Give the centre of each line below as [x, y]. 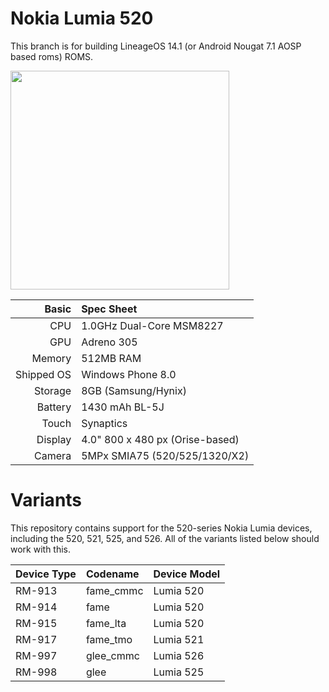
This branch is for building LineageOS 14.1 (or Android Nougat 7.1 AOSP [156, 46]
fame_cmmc [114, 590]
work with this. [41, 549]
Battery [54, 407]
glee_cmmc [112, 655]
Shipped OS [43, 374]
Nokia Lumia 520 [82, 18]
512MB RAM [111, 358]
